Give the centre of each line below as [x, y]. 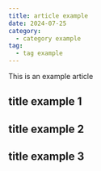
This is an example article [51, 76]
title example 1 [45, 102]
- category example [48, 38]
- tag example [39, 53]
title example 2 [46, 129]
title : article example [48, 16]
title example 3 [46, 157]
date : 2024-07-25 [38, 23]
